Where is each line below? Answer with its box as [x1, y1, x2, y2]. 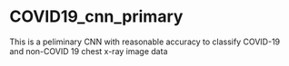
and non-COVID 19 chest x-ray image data [9, 45, 168, 56]
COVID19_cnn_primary [9, 6, 184, 27]
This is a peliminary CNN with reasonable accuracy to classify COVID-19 [9, 36, 281, 47]
